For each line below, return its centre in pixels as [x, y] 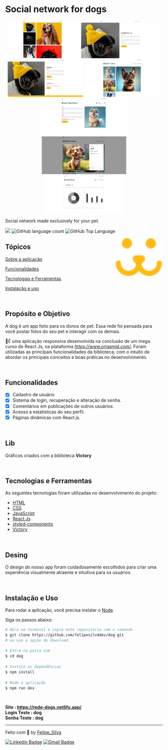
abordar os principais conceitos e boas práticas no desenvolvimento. [76, 357]
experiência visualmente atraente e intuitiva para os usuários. [68, 573]
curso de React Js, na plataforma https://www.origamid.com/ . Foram [76, 346]
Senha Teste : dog [24, 718]
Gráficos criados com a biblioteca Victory [48, 455]
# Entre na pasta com [28, 651]
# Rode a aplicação [25, 683]
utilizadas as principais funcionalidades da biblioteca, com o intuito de [77, 352]
